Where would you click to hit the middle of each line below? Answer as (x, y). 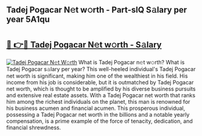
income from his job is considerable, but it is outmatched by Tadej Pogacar (100, 82)
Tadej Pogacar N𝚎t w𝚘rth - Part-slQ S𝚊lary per (97, 10)
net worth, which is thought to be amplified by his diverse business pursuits (101, 89)
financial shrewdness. (34, 127)
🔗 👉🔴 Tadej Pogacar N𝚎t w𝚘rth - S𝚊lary (84, 45)
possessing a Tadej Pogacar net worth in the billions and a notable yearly (98, 114)
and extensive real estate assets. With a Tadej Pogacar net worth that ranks (101, 95)
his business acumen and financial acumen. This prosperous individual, (96, 108)
